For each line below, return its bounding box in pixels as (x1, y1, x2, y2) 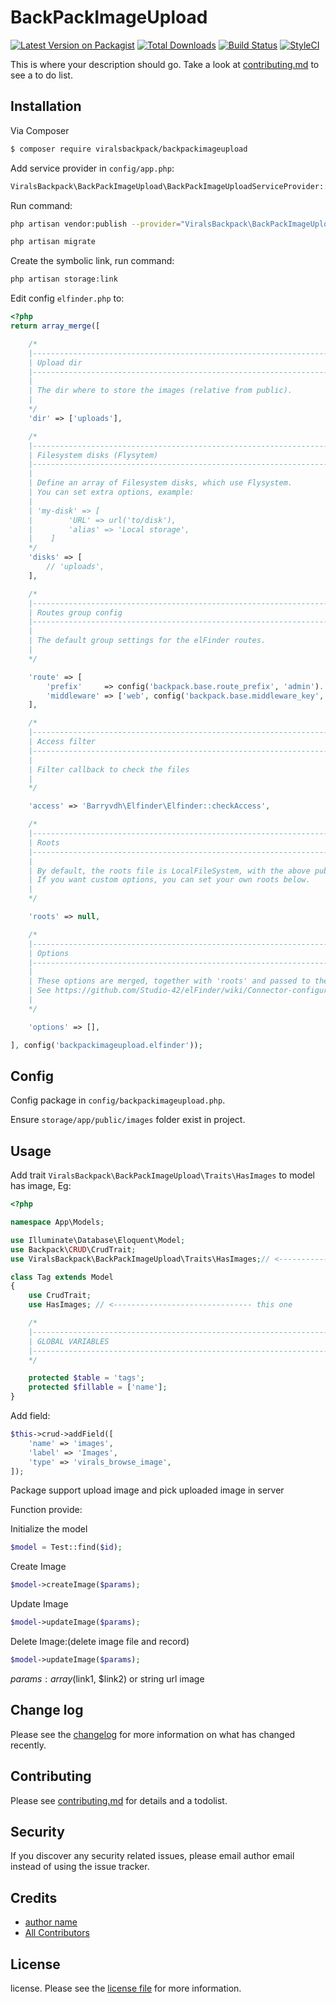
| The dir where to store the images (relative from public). (28, 386, 293, 396)
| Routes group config (28, 607, 123, 618)
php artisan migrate (10, 237, 97, 247)
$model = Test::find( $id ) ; (10, 1542, 123, 1553)
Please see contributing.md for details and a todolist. (10, 1794, 228, 1806)
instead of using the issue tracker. (10, 1861, 150, 1873)
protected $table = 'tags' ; (28, 1373, 145, 1383)
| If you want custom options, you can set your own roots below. (28, 875, 311, 885)
